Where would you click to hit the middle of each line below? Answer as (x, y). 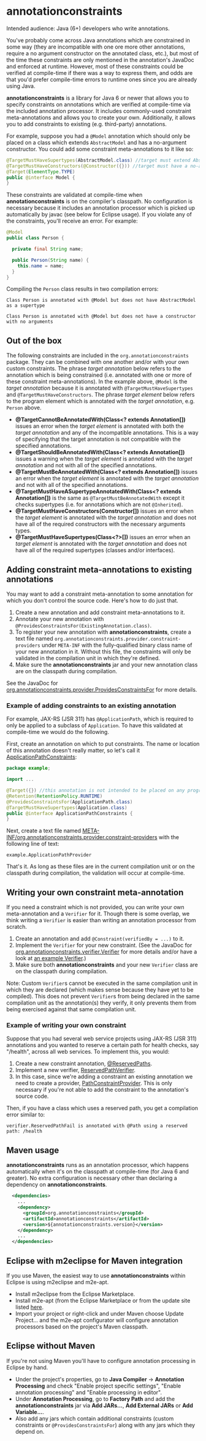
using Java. (21, 86)
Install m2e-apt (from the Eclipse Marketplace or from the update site (103, 1300)
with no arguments (30, 322)
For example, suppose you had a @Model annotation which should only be (98, 136)
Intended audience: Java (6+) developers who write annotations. (88, 28)
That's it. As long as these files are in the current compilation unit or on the (101, 867)
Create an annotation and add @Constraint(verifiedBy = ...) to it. (100, 939)
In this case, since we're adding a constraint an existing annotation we (104, 1076)
